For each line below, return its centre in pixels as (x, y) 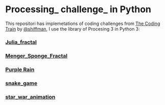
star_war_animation (30, 97)
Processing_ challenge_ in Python (78, 9)
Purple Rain (20, 69)
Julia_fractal (21, 42)
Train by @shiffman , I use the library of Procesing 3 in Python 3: (73, 29)
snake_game (21, 83)
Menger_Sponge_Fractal (37, 56)
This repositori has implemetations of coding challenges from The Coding (83, 23)
